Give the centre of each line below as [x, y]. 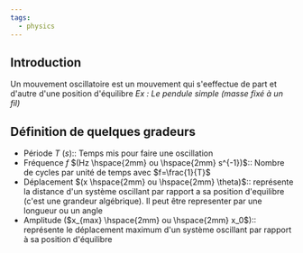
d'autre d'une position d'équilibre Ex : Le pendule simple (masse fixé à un [147, 94]
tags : [20, 18]
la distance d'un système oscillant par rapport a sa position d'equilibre [154, 192]
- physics [37, 26]
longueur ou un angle [63, 211]
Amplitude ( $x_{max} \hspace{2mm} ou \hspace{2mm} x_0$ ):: [140, 221]
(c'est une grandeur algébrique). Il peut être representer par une [142, 201]
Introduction [46, 63]
